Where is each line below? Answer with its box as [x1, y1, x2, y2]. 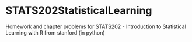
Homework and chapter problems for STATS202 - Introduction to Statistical [5, 23, 186, 30]
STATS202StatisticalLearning [5, 4, 152, 17]
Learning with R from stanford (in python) [5, 29, 106, 36]
